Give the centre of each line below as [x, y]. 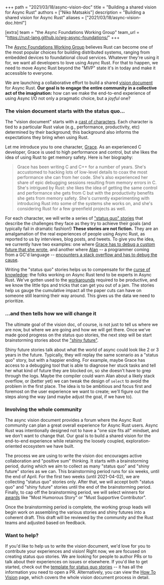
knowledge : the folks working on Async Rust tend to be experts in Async [78, 275]
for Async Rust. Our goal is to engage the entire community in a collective [81, 88]
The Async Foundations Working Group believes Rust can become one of [79, 47]
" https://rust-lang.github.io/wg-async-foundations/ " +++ [62, 37]
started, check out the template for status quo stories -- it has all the [74, 567]
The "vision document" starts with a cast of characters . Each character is [79, 122]
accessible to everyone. [29, 73]
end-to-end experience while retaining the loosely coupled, [65, 441]
